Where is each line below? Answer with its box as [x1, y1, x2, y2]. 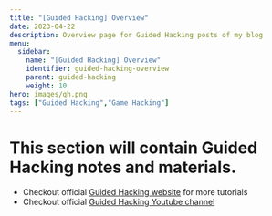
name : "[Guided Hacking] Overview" [26, 56, 162, 65]
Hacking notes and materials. [9, 157, 237, 178]
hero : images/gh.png [9, 89, 89, 98]
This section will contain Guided [9, 138, 258, 158]
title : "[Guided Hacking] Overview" [9, 13, 149, 23]
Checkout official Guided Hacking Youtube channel [22, 197, 215, 208]
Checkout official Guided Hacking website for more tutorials [22, 187, 248, 198]
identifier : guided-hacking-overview [26, 65, 170, 74]
